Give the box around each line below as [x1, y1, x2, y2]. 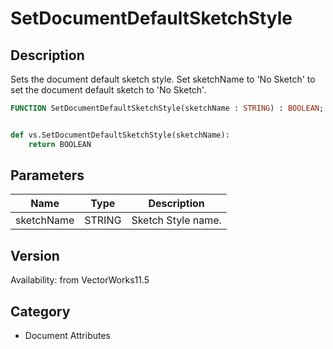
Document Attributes [24, 330, 111, 342]
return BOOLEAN [28, 139, 92, 149]
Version [10, 247, 60, 264]
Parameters [10, 167, 85, 184]
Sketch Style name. [131, 213, 222, 227]
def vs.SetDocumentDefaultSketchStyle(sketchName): [10, 130, 230, 140]
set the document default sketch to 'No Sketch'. [10, 84, 207, 96]
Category [10, 303, 71, 320]
